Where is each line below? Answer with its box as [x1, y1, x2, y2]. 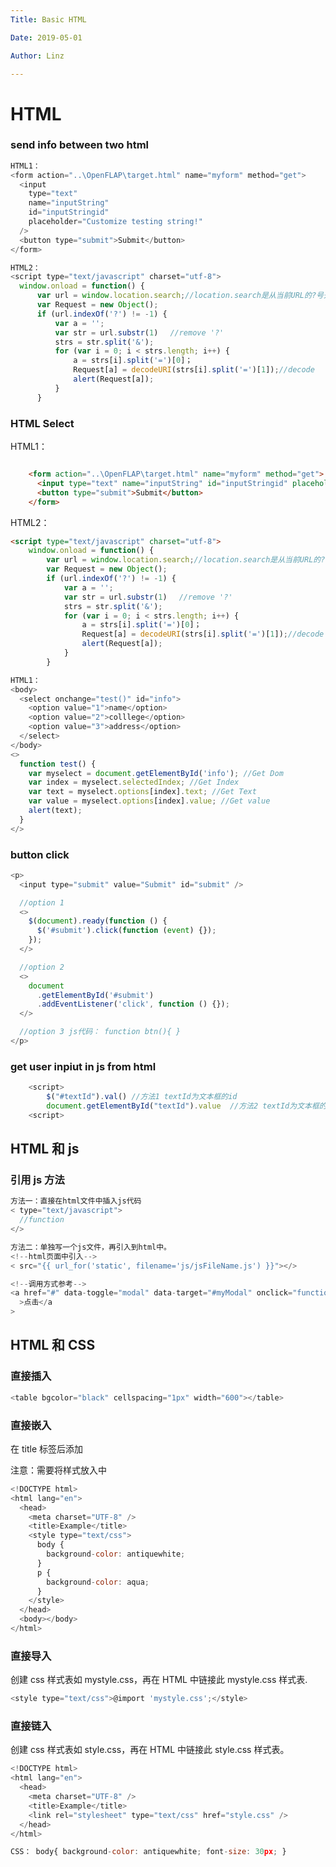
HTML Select [10, 416, 75, 430]
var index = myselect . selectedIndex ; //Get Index [28, 777, 240, 788]
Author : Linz [10, 51, 65, 61]
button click [10, 847, 70, 861]
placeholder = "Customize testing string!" [28, 217, 203, 227]
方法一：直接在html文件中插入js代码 [10, 1196, 142, 1206]
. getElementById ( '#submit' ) [36, 990, 155, 1000]
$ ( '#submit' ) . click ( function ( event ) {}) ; [36, 926, 217, 936]
